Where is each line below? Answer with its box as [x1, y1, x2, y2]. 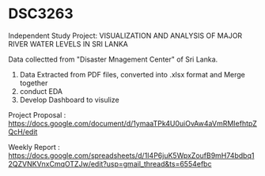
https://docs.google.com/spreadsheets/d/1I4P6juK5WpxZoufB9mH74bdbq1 [8, 151, 255, 160]
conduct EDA [19, 86, 63, 95]
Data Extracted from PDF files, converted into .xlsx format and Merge [19, 69, 245, 79]
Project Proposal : [8, 110, 66, 119]
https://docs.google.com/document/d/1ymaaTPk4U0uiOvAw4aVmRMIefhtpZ [8, 118, 257, 128]
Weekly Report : [8, 142, 61, 152]
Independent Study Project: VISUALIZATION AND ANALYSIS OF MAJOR [8, 31, 243, 40]
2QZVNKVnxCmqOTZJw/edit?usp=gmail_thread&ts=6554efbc [8, 159, 212, 168]
